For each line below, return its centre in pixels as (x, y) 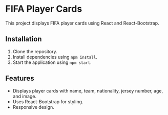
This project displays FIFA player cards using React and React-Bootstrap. (82, 23)
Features (20, 78)
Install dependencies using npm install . (55, 57)
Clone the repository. (35, 51)
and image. (25, 96)
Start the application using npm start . (52, 62)
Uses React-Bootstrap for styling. (48, 101)
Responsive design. (34, 107)
